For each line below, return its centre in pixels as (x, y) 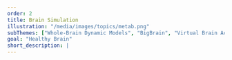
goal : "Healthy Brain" (40, 39)
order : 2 (20, 13)
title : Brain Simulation (43, 20)
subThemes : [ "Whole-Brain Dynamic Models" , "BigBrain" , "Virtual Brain (112, 33)
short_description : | (38, 46)
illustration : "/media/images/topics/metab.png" (78, 26)
